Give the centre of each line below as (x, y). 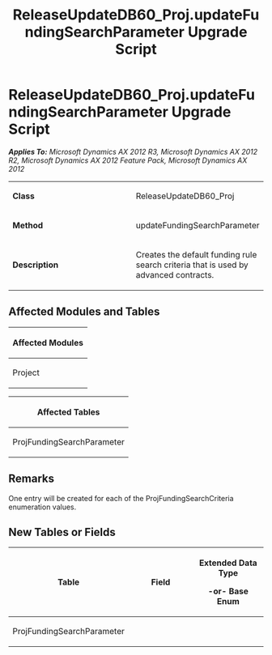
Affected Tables (68, 412)
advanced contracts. (175, 274)
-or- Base (228, 591)
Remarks (32, 479)
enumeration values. (42, 507)
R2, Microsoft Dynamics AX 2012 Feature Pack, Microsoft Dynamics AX (128, 160)
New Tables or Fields (62, 532)
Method (28, 225)
